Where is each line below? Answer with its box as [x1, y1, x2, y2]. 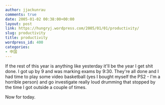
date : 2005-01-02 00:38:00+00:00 [5, 16, 75, 21]
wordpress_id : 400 [5, 40, 43, 45]
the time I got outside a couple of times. [5, 84, 87, 90]
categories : [5, 44, 30, 49]
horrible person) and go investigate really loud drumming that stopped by [5, 78, 156, 85]
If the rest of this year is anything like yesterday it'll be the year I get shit [5, 63, 153, 69]
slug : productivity [5, 30, 46, 35]
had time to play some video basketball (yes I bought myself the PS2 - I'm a [5, 73, 161, 79]
